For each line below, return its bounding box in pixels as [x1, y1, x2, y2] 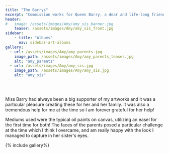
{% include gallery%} [5, 142, 50, 148]
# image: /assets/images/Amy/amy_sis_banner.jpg [5, 21, 114, 27]
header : [5, 17, 22, 22]
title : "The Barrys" [5, 7, 49, 13]
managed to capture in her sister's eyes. [5, 132, 89, 138]
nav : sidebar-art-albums [18, 40, 71, 45]
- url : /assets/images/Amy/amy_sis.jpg [10, 63, 94, 68]
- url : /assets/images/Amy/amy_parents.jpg [10, 49, 102, 54]
